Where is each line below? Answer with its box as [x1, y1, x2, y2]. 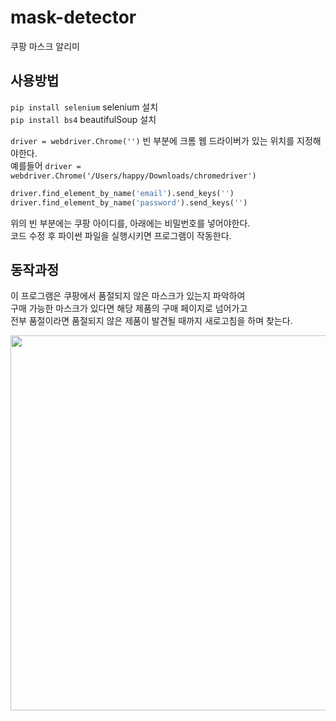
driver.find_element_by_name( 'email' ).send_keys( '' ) [10, 188, 235, 198]
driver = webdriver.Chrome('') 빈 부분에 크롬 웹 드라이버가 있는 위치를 [10, 134, 295, 146]
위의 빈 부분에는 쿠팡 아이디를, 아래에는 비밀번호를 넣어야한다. [10, 217, 251, 229]
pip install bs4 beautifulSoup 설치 [10, 113, 157, 125]
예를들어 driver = [10, 159, 82, 171]
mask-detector [10, 6, 137, 29]
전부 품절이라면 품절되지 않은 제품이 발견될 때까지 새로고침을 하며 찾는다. [10, 315, 293, 327]
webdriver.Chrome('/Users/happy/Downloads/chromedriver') [10, 171, 257, 181]
